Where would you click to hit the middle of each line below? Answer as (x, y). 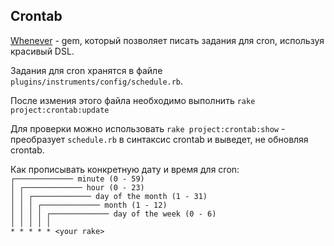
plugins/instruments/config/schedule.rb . (97, 81)
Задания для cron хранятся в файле (86, 70)
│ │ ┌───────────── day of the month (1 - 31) (109, 196)
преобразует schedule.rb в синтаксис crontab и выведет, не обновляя (159, 139)
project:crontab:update (60, 110)
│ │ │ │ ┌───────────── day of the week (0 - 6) (113, 214)
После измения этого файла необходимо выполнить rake (133, 100)
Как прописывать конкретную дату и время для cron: (125, 169)
